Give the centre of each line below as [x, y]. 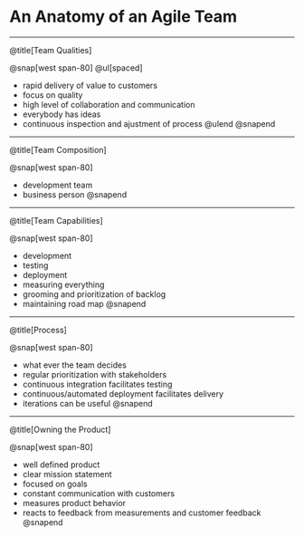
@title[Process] [38, 330]
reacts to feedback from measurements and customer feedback [142, 513]
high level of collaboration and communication [109, 104]
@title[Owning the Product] [60, 429]
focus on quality [52, 95]
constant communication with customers [98, 493]
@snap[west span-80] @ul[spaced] [76, 67]
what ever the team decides [74, 365]
